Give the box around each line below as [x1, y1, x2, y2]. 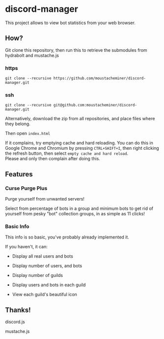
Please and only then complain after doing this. [5, 156, 101, 162]
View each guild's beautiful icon [12, 292, 78, 298]
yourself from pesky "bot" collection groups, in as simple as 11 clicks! [5, 211, 145, 217]
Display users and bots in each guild [12, 282, 86, 288]
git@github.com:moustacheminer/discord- [53, 102, 137, 108]
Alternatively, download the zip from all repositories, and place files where [5, 116, 155, 122]
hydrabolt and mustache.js [5, 52, 59, 58]
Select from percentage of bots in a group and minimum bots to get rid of [5, 205, 154, 211]
